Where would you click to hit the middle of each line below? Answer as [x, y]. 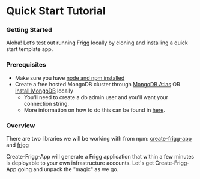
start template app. [30, 49]
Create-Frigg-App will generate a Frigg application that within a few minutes [100, 157]
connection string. [46, 103]
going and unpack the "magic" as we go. [68, 169]
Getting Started [29, 30]
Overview [21, 126]
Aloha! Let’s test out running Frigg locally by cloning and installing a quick [97, 43]
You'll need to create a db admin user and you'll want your [96, 97]
